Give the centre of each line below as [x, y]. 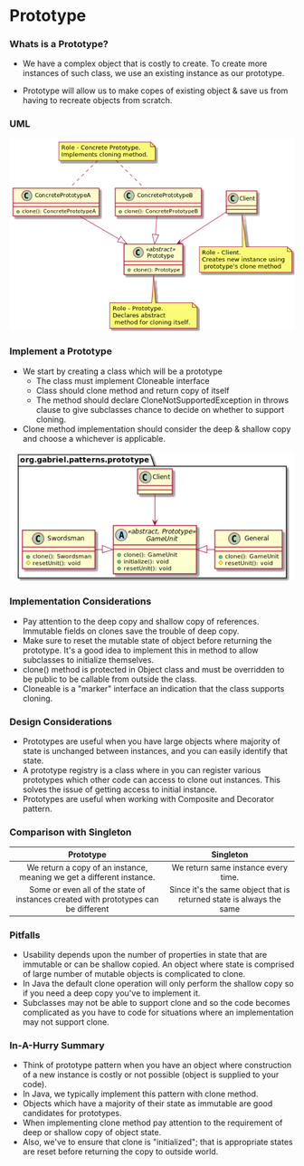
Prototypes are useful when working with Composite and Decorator [148, 798]
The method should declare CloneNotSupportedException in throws [162, 400]
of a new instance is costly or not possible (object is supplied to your [151, 1075]
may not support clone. [66, 1022]
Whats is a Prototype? [59, 44]
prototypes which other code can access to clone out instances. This [151, 779]
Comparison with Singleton [71, 832]
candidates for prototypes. [72, 1113]
